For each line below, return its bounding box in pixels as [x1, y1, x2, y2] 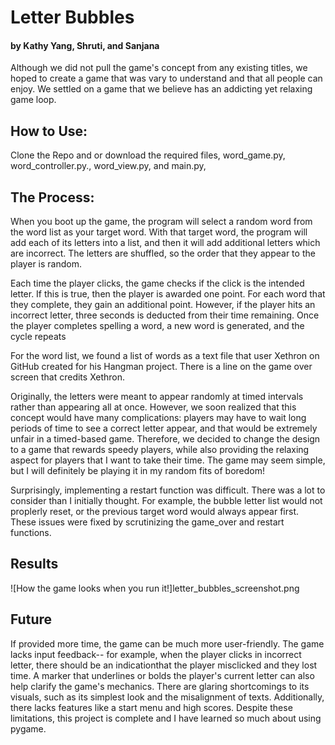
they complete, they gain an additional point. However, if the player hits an [10, 299, 316, 311]
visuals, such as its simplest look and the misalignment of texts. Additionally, [10, 691, 325, 703]
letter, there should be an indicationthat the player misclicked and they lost [10, 659, 318, 671]
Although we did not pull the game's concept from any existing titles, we [10, 62, 308, 74]
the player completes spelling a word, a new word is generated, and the [10, 320, 305, 332]
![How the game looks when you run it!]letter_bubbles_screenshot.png [10, 582, 300, 594]
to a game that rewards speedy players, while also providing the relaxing [10, 444, 310, 456]
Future [10, 611, 53, 628]
